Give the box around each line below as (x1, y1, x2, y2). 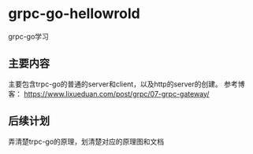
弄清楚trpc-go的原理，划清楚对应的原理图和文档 (8, 137, 165, 146)
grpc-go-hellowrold (8, 5, 140, 23)
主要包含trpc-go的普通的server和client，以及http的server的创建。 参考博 (8, 79, 245, 89)
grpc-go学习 (8, 31, 50, 41)
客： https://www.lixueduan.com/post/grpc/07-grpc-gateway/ (8, 89, 210, 98)
